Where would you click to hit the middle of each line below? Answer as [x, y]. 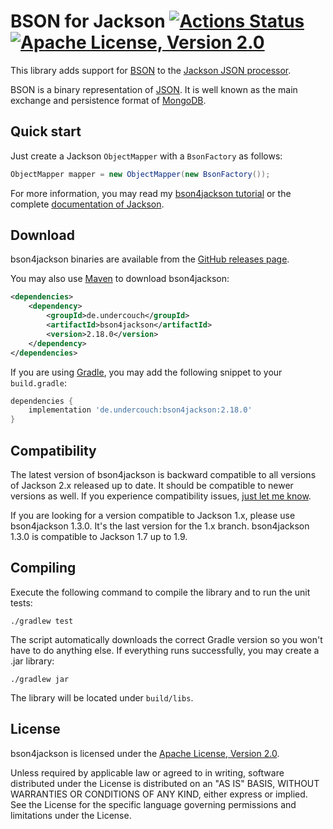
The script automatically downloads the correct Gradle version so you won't [166, 639]
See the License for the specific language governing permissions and [153, 804]
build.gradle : [38, 382]
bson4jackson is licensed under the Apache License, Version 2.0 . [145, 753]
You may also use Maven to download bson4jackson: [120, 279]
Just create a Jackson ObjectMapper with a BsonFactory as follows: [146, 156]
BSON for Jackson [88, 21]
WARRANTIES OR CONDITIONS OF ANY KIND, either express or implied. [159, 794]
